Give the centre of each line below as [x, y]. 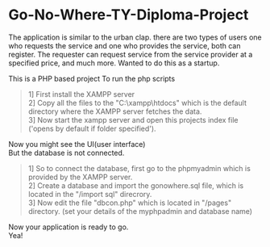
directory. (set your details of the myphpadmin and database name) [140, 211]
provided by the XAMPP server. [80, 177]
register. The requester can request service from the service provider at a [131, 54]
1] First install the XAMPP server [81, 94]
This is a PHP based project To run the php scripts [92, 78]
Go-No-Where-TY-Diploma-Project [129, 15]
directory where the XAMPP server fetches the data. [115, 111]
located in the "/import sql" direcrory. [90, 194]
